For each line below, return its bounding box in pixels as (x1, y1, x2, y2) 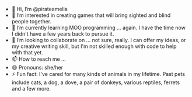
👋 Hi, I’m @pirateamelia (11, 6, 68, 12)
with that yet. (11, 49, 44, 56)
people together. (11, 18, 52, 25)
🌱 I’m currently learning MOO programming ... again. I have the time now (11, 24, 186, 31)
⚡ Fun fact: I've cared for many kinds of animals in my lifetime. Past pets (11, 71, 186, 77)
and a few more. (11, 85, 51, 92)
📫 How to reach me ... (11, 56, 66, 63)
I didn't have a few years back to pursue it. (11, 30, 114, 37)
